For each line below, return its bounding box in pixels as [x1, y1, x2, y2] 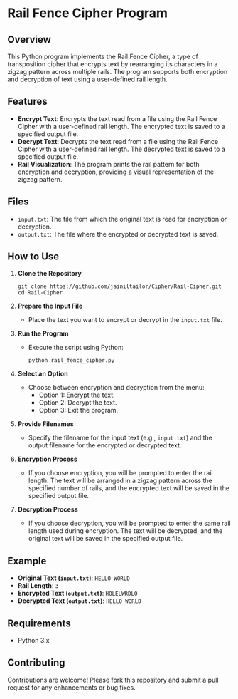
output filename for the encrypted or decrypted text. [28, 441, 182, 450]
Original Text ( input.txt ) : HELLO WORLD [17, 574, 130, 582]
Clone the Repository [17, 269, 82, 278]
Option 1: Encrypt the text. [38, 390, 115, 400]
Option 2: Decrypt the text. [38, 398, 117, 407]
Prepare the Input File [17, 301, 83, 311]
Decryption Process [17, 505, 78, 514]
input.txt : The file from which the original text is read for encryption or [17, 214, 227, 223]
